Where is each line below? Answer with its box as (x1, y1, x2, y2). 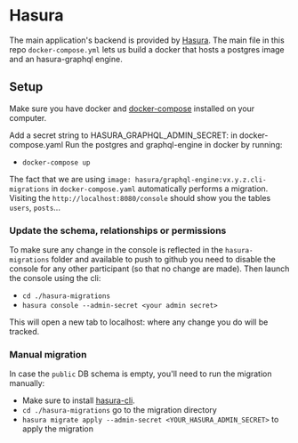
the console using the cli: (9, 273, 101, 284)
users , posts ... (9, 202, 60, 213)
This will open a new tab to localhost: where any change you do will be (9, 317, 269, 327)
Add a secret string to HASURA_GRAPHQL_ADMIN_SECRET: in (9, 130, 238, 141)
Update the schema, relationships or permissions (9, 224, 227, 237)
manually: (9, 378, 45, 389)
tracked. (9, 326, 40, 337)
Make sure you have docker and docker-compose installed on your (9, 103, 255, 114)
